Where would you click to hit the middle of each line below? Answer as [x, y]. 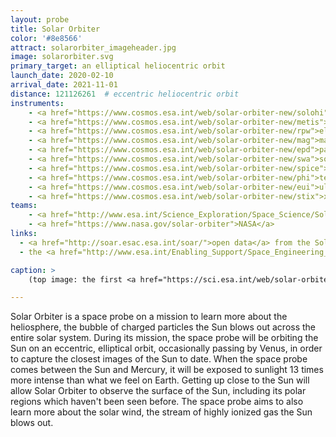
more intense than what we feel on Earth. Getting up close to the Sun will [160, 380]
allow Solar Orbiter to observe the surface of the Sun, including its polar [158, 391]
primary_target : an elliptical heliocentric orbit [118, 66]
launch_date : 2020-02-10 [62, 76]
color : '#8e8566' [46, 38]
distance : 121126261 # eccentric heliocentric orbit [125, 94]
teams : [24, 206]
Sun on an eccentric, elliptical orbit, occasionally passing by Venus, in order [166, 348]
